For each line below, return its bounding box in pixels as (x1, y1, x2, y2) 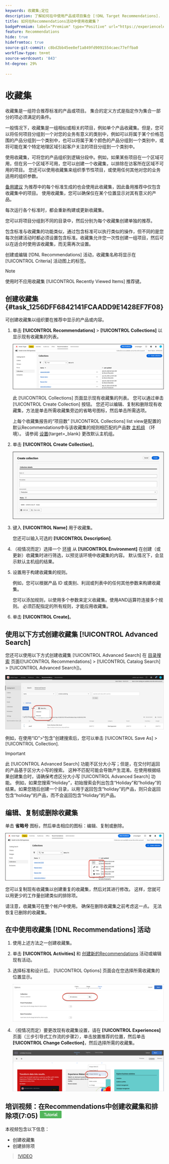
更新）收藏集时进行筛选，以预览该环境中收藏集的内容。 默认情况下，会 (12, 552, 159, 558)
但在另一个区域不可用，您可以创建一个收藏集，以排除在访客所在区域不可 (14, 161, 164, 167)
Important (5, 750, 26, 756)
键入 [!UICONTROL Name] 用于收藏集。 (12, 525, 96, 531)
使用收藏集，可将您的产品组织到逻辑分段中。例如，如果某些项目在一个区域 (5, 154, 159, 160)
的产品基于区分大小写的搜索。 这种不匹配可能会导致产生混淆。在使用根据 (5, 767, 156, 773)
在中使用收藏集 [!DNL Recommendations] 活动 (5, 925, 151, 934)
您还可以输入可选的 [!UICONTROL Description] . (12, 535, 112, 541)
